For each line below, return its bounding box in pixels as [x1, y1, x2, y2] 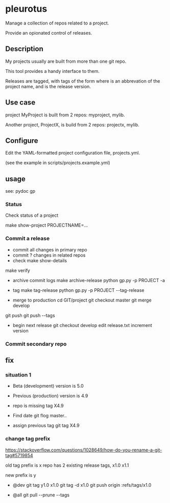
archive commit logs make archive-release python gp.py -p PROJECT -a [12, 277, 165, 283]
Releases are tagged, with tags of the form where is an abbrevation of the [5, 78, 160, 84]
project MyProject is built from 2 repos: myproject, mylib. [5, 112, 125, 118]
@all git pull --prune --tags [12, 492, 70, 498]
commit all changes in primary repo [12, 246, 88, 253]
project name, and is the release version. [5, 83, 91, 89]
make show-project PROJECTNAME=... [5, 222, 88, 229]
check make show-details [12, 257, 67, 263]
